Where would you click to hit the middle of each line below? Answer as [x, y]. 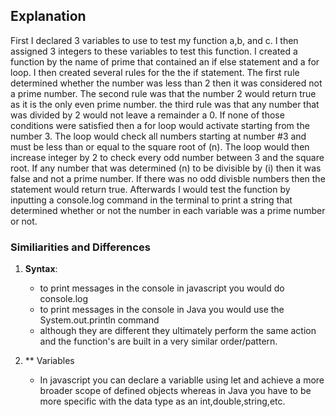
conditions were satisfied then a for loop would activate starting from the [160, 125]
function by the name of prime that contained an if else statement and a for [165, 61]
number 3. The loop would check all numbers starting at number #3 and [158, 136]
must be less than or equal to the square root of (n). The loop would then [160, 146]
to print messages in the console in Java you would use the [162, 310]
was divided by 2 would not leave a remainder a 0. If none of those [147, 115]
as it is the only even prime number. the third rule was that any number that [165, 104]
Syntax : [41, 269]
